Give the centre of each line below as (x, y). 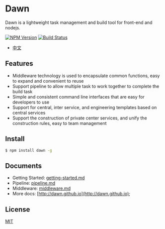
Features (19, 63)
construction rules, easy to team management (59, 123)
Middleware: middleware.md (41, 188)
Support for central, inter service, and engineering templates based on (84, 107)
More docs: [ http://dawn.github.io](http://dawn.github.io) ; (71, 194)
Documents (24, 166)
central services (29, 113)
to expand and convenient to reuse (48, 81)
